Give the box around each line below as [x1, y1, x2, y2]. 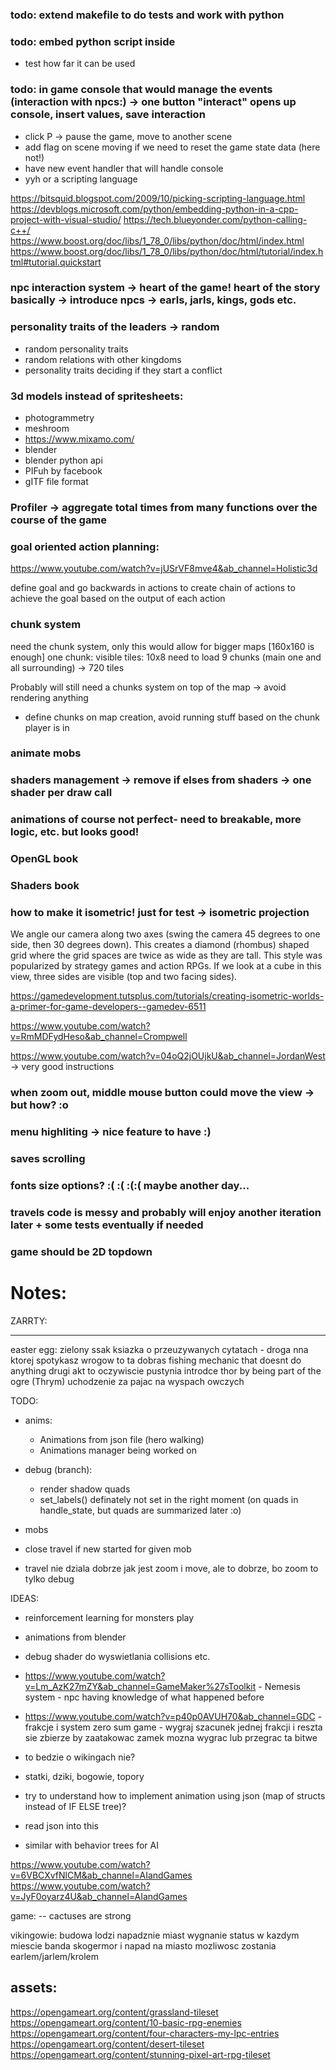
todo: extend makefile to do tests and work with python [10, 8, 285, 22]
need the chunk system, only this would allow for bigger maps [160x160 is [10, 640, 315, 652]
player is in [24, 721, 70, 733]
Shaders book [10, 879, 80, 893]
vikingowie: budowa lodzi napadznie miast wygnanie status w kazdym [10, 1929, 300, 1941]
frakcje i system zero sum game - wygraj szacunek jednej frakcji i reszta [24, 1721, 323, 1733]
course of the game [10, 513, 108, 527]
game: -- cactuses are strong [10, 1909, 132, 1922]
